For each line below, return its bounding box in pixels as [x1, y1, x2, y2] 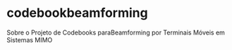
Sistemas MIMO [6, 35, 53, 44]
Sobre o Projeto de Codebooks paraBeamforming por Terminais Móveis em [6, 28, 225, 37]
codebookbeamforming [6, 5, 149, 21]
